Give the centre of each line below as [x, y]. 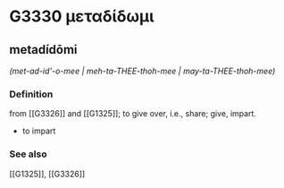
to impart [39, 131]
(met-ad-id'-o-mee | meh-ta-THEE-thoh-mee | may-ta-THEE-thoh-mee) [142, 71]
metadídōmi [43, 50]
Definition [31, 94]
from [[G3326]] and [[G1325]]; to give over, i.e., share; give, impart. [133, 114]
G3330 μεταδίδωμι [82, 17]
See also [28, 154]
